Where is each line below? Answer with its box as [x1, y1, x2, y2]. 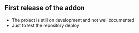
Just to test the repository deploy [11, 22, 79, 28]
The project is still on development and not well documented [11, 17, 135, 23]
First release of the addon [4, 4, 85, 12]
